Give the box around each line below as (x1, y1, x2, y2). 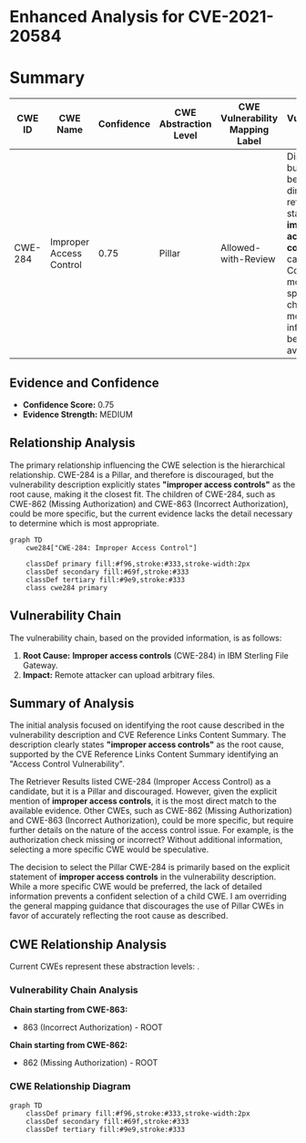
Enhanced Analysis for (9, 6, 185, 27)
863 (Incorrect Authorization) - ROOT (22, 1022, 164, 1033)
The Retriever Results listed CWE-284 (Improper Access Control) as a (9, 776, 271, 787)
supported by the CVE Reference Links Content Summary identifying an (9, 749, 280, 760)
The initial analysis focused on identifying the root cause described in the (9, 720, 285, 731)
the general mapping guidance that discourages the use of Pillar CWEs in (9, 900, 284, 911)
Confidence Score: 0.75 (22, 399, 115, 410)
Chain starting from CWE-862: (9, 1040, 128, 1051)
